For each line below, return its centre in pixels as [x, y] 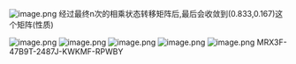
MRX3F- [272, 42]
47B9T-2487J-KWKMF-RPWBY [66, 51]
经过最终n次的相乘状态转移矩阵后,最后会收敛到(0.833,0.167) [167, 14]
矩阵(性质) [35, 25]
